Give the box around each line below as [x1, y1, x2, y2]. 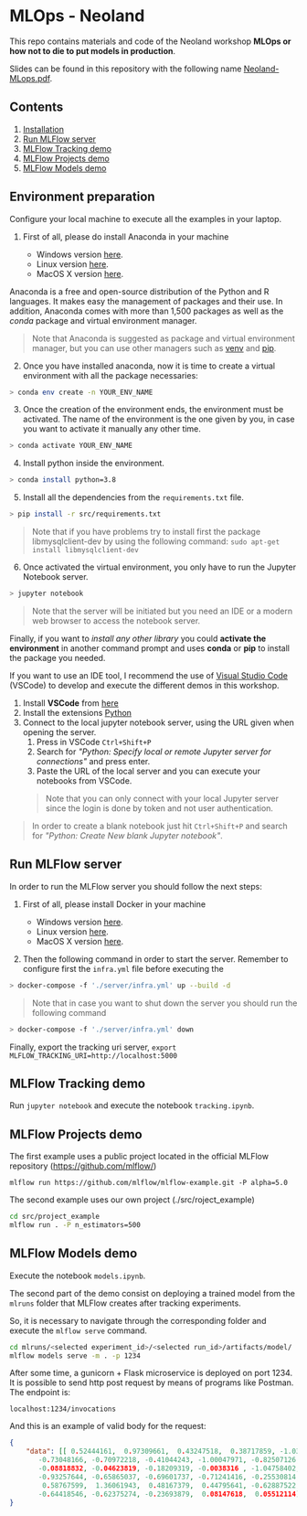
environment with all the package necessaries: [22, 369, 198, 380]
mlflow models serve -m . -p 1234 [9, 1351, 142, 1361]
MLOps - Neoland [9, 5, 145, 27]
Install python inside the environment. [22, 458, 164, 469]
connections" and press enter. [36, 755, 151, 766]
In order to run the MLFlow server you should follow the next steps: [9, 881, 263, 891]
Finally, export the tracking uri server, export [9, 1041, 176, 1052]
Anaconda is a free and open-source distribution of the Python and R [9, 285, 270, 297]
